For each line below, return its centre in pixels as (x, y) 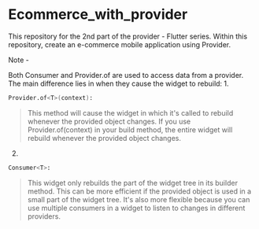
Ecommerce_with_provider (98, 15)
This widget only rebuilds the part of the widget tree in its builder (133, 183)
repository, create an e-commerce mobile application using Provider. (119, 44)
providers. (44, 216)
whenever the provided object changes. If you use (109, 121)
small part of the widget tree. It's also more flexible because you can (139, 199)
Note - (18, 60)
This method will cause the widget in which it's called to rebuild (130, 113)
